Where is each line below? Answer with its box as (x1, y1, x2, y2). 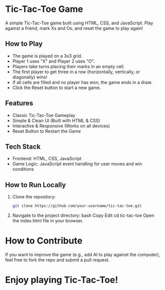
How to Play (5, 40, 43, 48)
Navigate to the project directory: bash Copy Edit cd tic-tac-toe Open (12, 212, 155, 218)
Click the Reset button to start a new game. (12, 85, 101, 91)
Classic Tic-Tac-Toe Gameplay (12, 112, 76, 118)
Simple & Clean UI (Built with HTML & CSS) (12, 117, 100, 123)
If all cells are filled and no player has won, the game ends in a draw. (12, 79, 153, 85)
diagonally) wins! (12, 74, 48, 80)
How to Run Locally (5, 181, 66, 189)
